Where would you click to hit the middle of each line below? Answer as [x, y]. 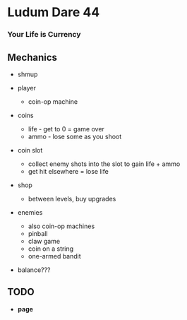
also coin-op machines [61, 226]
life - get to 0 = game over [66, 129]
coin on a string [51, 249]
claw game [44, 241]
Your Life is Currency [44, 35]
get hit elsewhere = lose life [68, 171]
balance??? [34, 270]
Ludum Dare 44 [54, 12]
